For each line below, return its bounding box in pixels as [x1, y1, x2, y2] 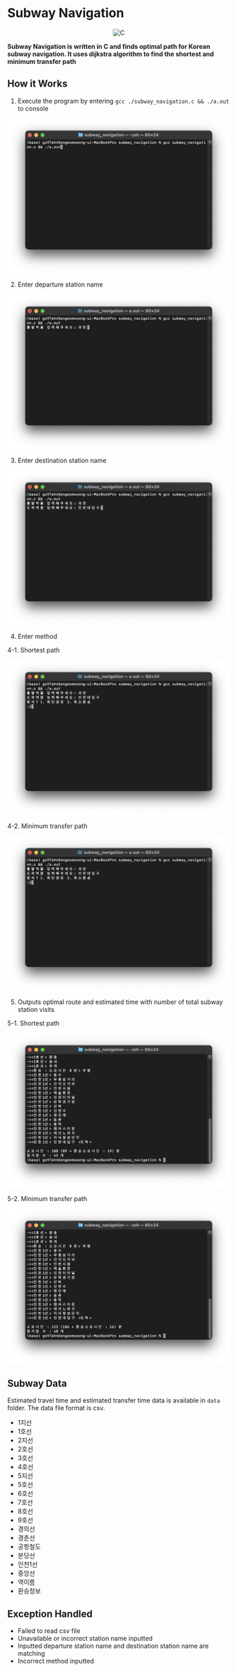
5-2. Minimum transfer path [7, 1195, 88, 1203]
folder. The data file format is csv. [7, 1404, 105, 1412]
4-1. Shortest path [7, 645, 60, 654]
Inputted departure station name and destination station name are [17, 1642, 209, 1650]
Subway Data [7, 1377, 67, 1389]
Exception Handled [7, 1607, 93, 1620]
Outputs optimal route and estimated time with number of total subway [17, 998, 223, 1006]
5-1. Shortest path [7, 1019, 60, 1027]
